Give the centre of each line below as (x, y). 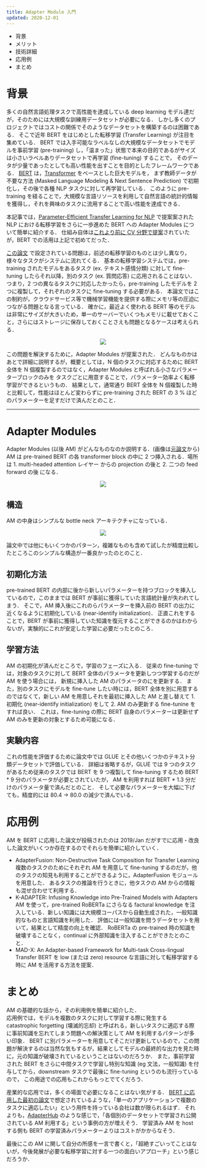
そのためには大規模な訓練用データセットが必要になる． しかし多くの (104, 120)
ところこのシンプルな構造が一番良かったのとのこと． (78, 553)
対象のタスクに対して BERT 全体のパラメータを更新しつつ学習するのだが (108, 673)
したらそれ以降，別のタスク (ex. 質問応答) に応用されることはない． (109, 276)
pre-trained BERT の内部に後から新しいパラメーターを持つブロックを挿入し (101, 590)
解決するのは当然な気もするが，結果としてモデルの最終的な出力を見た (105, 1048)
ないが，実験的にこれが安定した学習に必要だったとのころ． (81, 628)
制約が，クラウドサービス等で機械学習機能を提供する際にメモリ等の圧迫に (105, 299)
